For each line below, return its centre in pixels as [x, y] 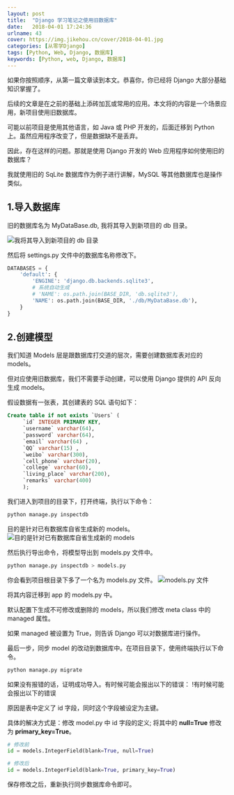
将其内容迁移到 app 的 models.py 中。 [62, 595]
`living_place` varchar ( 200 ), [67, 474]
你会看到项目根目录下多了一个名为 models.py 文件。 [82, 580]
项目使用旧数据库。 [53, 112]
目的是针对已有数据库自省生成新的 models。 [71, 529]
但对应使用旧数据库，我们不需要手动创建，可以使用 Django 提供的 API [107, 379]
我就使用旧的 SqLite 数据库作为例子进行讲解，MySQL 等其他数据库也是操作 [115, 174]
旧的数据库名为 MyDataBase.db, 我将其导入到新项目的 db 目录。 [99, 225]
